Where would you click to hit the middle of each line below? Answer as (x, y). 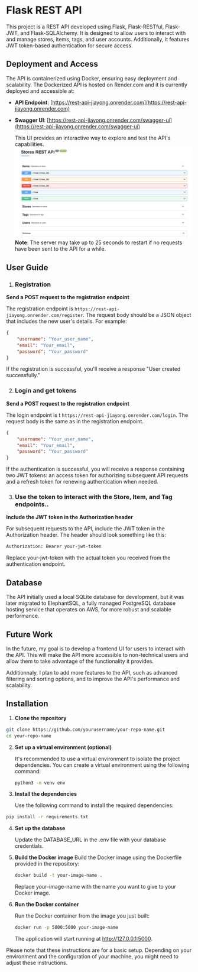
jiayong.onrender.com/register (45, 316)
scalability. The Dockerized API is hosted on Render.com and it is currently (97, 85)
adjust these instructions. (37, 963)
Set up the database (40, 828)
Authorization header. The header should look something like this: (86, 535)
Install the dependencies (46, 794)
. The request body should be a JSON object (137, 315)
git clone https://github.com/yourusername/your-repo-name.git (86, 730)
